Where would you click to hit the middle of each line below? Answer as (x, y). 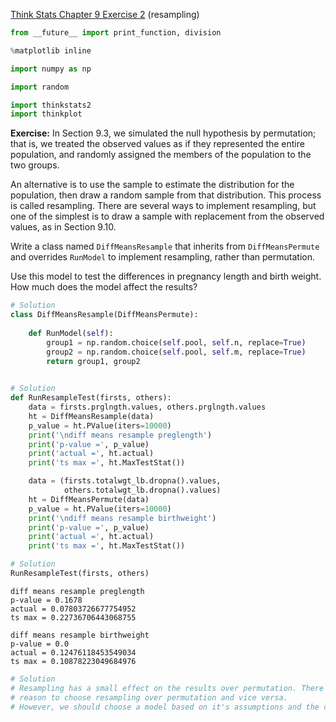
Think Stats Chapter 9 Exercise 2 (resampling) (105, 14)
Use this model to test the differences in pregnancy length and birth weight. (166, 276)
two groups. (35, 165)
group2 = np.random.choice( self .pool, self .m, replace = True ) (176, 352)
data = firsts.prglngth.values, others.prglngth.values (147, 407)
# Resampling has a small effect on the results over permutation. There (167, 688)
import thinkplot (46, 114)
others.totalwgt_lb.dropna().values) (142, 490)
